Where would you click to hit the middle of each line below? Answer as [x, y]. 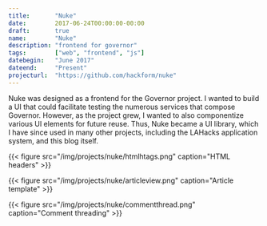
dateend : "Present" [48, 68]
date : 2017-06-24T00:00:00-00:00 [77, 23]
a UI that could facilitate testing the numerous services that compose [122, 107]
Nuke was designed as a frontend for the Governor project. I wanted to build [134, 98]
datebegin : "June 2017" [51, 61]
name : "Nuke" [43, 38]
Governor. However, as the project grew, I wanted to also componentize [126, 115]
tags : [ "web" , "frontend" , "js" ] [77, 53]
